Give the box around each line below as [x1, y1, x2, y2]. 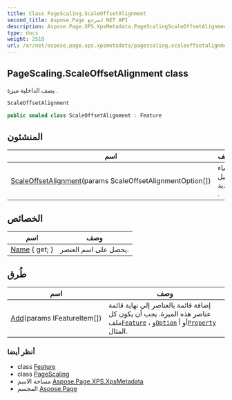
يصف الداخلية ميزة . [7, 86, 59, 94]
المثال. [108, 326, 128, 336]
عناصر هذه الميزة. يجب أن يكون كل [108, 309, 211, 318]
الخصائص [7, 212, 43, 225]
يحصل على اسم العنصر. [59, 245, 129, 254]
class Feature [17, 363, 56, 371]
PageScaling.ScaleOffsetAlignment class [7, 68, 188, 79]
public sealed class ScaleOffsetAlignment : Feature [7, 112, 162, 119]
